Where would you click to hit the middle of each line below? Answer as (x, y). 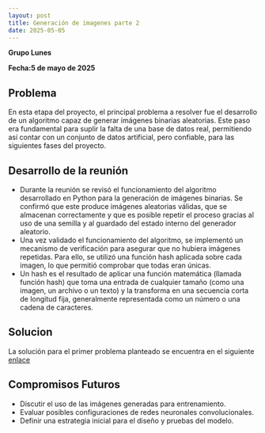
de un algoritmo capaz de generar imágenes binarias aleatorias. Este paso (129, 120)
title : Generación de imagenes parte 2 (74, 23)
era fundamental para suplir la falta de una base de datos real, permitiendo (130, 129)
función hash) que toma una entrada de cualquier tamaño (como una (132, 282)
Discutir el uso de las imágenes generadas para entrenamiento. (123, 404)
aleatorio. (35, 232)
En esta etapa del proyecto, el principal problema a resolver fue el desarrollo (133, 112)
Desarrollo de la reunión (68, 171)
